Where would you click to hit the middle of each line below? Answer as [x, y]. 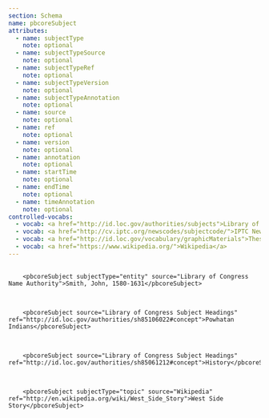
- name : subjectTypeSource [60, 53]
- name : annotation [48, 157]
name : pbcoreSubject [43, 23]
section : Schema [35, 16]
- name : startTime [46, 172]
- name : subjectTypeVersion [62, 82]
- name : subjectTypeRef [55, 68]
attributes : [28, 30]
